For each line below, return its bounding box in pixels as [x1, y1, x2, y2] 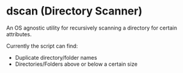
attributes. [6, 30, 32, 37]
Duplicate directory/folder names [14, 54, 98, 61]
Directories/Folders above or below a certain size [14, 60, 138, 68]
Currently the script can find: [6, 42, 79, 49]
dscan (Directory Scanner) [6, 4, 143, 18]
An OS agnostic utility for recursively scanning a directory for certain [6, 24, 177, 31]
